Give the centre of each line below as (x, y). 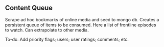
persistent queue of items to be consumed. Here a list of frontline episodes (81, 25)
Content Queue (29, 8)
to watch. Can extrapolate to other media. (47, 30)
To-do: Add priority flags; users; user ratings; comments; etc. (67, 39)
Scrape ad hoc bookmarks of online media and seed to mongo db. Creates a (82, 19)
